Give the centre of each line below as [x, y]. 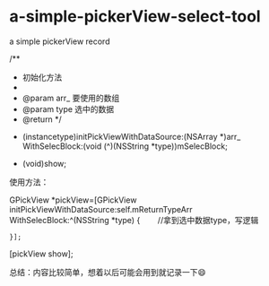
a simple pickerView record [60, 41]
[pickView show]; [41, 254]
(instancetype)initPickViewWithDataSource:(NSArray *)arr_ [131, 136]
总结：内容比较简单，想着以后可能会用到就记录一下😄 [108, 272]
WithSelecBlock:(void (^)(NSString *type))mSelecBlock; [125, 146]
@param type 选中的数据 [68, 108]
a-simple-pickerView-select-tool [135, 17]
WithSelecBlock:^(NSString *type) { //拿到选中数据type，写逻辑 [134, 220]
